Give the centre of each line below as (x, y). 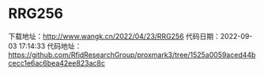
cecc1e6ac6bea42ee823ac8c (57, 62)
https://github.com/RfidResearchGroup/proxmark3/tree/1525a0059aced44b (132, 55)
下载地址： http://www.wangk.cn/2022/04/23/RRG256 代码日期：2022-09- (130, 36)
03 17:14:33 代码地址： (45, 46)
